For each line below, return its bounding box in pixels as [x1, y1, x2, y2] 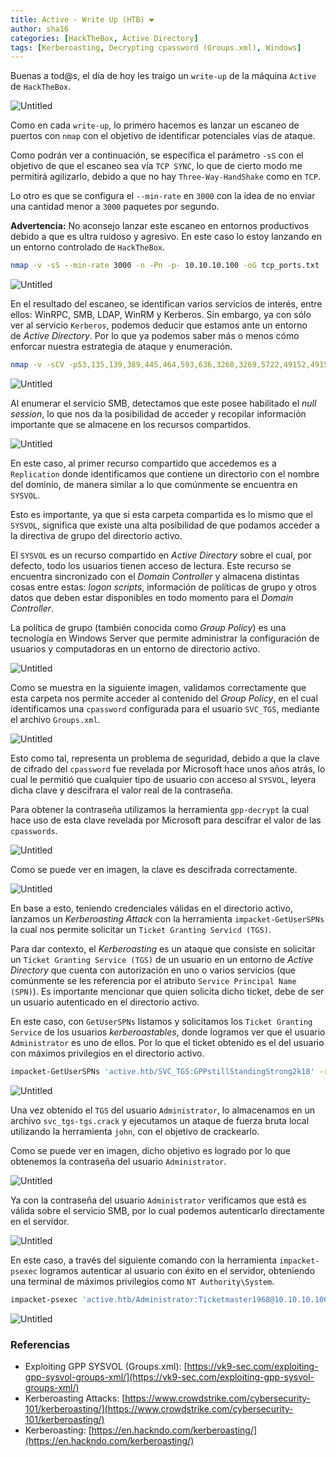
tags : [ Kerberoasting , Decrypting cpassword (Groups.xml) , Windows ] [10, 42, 302, 53]
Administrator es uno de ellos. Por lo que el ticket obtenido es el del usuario [10, 1037, 325, 1048]
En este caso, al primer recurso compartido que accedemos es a [10, 457, 277, 469]
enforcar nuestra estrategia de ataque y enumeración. [10, 341, 233, 353]
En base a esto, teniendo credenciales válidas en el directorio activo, [10, 902, 293, 914]
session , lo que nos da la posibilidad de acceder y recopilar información [10, 408, 307, 420]
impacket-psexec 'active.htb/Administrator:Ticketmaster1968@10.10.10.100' [10, 1294, 333, 1305]
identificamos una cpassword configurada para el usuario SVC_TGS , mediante [10, 703, 320, 715]
